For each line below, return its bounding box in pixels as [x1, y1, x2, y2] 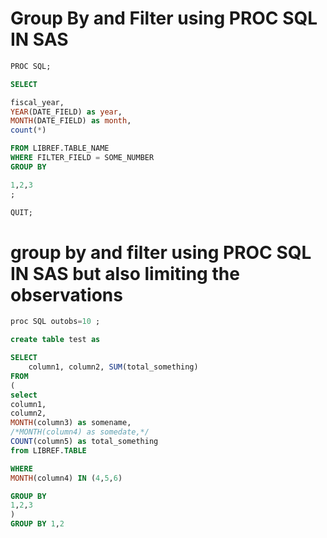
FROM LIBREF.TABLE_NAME [10, 143, 110, 154]
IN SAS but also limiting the [10, 262, 240, 285]
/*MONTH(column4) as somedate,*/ [10, 427, 150, 437]
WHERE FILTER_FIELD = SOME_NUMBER [10, 153, 155, 163]
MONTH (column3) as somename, [10, 418, 132, 428]
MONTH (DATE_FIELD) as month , [10, 116, 132, 126]
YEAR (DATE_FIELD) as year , [10, 107, 123, 117]
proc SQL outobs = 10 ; [10, 317, 101, 327]
